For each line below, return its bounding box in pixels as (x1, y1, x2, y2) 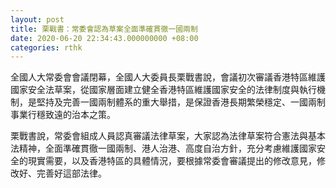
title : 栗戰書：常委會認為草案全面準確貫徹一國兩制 (10, 24, 198, 34)
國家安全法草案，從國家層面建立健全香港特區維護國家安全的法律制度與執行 (10, 84, 317, 96)
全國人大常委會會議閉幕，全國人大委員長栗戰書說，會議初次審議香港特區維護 (10, 71, 326, 83)
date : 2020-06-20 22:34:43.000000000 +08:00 (10, 33, 199, 43)
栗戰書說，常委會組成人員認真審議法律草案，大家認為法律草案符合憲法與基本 (10, 130, 326, 142)
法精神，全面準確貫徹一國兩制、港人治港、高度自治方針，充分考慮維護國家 (10, 142, 317, 155)
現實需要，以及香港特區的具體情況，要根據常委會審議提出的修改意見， (27, 155, 317, 167)
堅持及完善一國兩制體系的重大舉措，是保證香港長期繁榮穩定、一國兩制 (36, 96, 326, 108)
